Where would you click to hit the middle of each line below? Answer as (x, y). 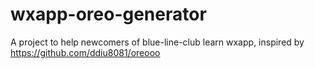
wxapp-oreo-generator (108, 14)
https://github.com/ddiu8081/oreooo (85, 52)
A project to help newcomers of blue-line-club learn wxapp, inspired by (157, 42)
